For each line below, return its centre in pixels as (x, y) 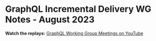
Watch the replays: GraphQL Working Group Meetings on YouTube (74, 33)
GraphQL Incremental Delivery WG (78, 9)
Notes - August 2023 (50, 20)
